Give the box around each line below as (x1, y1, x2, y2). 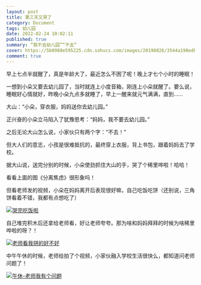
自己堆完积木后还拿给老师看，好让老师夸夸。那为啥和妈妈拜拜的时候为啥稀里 (6, 219, 195, 227)
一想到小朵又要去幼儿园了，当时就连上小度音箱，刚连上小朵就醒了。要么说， (6, 83, 195, 90)
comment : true (6, 53, 42, 59)
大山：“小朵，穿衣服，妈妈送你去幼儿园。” (6, 103, 108, 110)
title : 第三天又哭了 (6, 14, 52, 20)
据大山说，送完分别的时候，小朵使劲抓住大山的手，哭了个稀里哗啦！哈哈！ (6, 161, 190, 168)
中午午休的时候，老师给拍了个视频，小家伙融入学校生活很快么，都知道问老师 (6, 252, 195, 259)
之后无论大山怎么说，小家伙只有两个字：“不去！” (6, 128, 127, 135)
